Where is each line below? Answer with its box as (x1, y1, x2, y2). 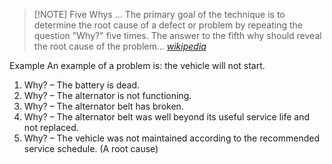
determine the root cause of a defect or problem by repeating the (33, 19, 303, 31)
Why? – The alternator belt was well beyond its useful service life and (23, 111, 311, 123)
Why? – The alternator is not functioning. (23, 90, 192, 101)
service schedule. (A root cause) (23, 143, 159, 154)
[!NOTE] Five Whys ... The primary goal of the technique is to (33, 9, 286, 20)
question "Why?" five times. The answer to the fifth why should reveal (33, 30, 322, 41)
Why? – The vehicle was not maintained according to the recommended (23, 132, 320, 144)
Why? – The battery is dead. (23, 79, 141, 91)
